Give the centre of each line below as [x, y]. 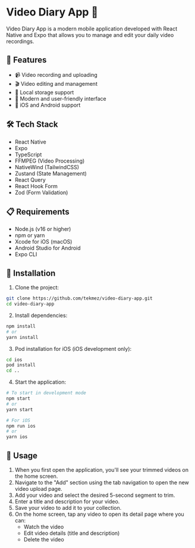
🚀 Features [26, 60]
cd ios [14, 360]
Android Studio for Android [48, 248]
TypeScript [28, 154]
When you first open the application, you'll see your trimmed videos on [102, 470]
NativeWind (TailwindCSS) [47, 167]
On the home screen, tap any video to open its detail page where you [99, 514]
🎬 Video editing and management [56, 83]
